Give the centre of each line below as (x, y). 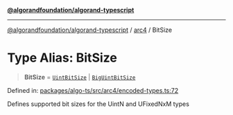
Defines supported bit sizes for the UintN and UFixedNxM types (98, 104)
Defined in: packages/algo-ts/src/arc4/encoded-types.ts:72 (93, 90)
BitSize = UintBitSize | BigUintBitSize (80, 77)
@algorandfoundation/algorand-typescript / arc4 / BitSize (90, 30)
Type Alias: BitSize (62, 58)
